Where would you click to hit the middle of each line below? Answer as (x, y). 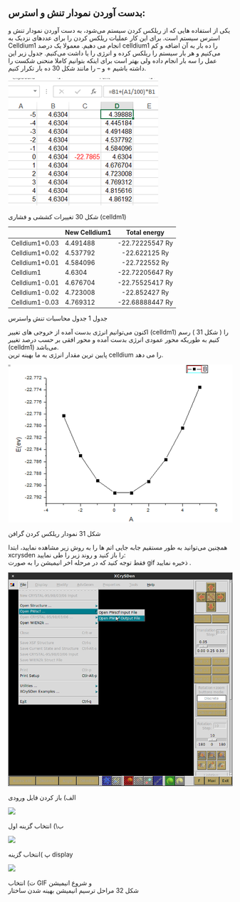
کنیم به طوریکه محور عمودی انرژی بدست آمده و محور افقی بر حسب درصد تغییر (114, 340)
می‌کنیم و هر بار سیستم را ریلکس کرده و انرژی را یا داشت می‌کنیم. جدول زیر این (114, 53)
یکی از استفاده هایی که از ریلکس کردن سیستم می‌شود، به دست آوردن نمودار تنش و (119, 30)
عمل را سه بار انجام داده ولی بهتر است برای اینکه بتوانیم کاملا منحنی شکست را (113, 61)
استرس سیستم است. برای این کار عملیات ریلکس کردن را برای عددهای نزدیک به (114, 38)
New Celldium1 (88, 233)
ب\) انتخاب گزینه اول (36, 826)
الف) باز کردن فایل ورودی (42, 797)
